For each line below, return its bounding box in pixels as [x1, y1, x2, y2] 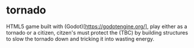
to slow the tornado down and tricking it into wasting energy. [6, 35, 155, 42]
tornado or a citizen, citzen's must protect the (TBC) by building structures [6, 29, 189, 36]
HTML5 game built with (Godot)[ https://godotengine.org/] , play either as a [6, 23, 187, 30]
